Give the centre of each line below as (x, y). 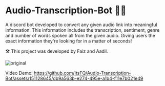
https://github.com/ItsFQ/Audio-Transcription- (83, 73)
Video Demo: (19, 73)
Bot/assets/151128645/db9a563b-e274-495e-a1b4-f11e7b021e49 (74, 78)
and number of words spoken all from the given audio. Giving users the (80, 35)
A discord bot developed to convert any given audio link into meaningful (81, 25)
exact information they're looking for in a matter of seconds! (69, 41)
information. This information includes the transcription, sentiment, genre (82, 30)
